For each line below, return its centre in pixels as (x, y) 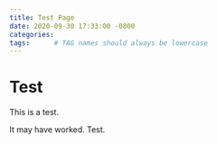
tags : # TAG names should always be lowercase (108, 43)
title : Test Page (42, 18)
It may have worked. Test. (57, 130)
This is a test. (34, 112)
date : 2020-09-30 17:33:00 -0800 (72, 26)
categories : (32, 34)
